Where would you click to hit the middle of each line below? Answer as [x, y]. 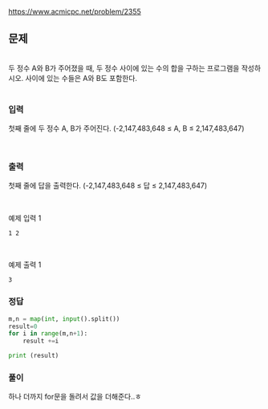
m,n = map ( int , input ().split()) [64, 319]
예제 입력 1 [25, 218]
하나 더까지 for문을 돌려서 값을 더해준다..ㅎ [75, 397]
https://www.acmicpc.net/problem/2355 [75, 12]
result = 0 [23, 326]
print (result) [34, 356]
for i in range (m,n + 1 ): [48, 334]
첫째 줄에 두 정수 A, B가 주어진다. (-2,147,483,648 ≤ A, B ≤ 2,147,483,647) [126, 128]
